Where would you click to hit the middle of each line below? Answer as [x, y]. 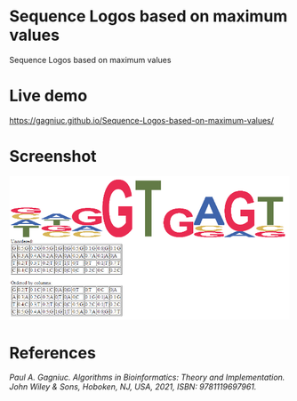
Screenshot [53, 156]
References [52, 353]
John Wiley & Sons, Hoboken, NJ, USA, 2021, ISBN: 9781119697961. [133, 387]
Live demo [48, 96]
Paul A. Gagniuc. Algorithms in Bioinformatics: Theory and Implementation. [147, 377]
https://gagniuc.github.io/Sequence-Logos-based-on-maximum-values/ [141, 120]
